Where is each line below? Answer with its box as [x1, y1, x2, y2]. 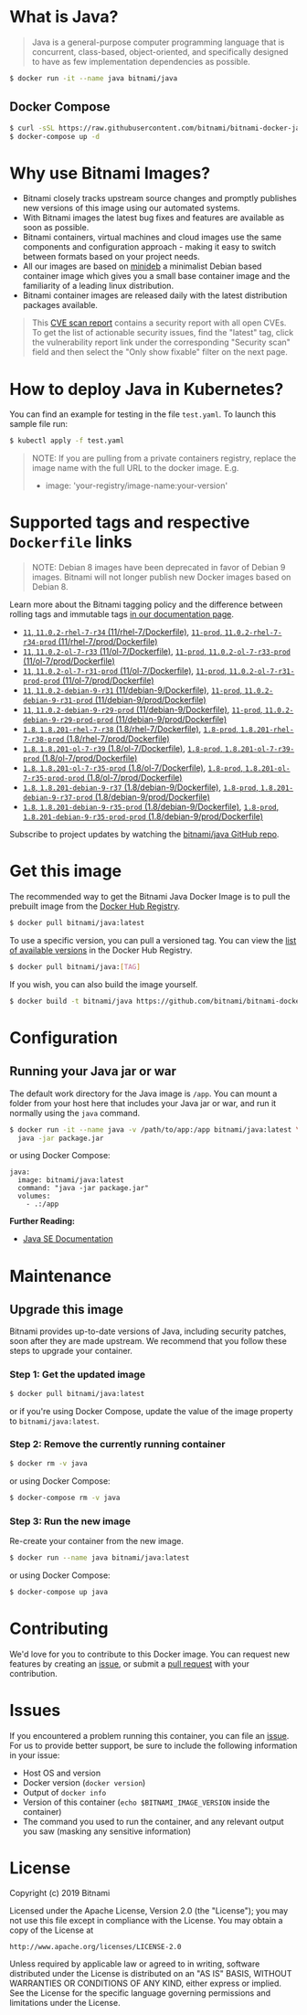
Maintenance [9, 1265, 112, 1286]
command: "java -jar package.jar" [17, 1184, 149, 1193]
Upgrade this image [9, 1301, 124, 1317]
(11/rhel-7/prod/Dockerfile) [58, 636, 158, 647]
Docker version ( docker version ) [22, 1776, 146, 1788]
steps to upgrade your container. [9, 1346, 132, 1357]
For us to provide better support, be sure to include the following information [9, 1740, 298, 1751]
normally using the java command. [9, 1107, 140, 1118]
